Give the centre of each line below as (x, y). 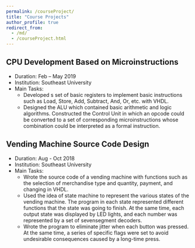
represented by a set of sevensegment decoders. (83, 220)
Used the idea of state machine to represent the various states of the (106, 195)
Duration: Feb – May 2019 (45, 76)
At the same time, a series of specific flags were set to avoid (96, 233)
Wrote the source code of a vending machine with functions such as (105, 177)
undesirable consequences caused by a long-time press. (92, 239)
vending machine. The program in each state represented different (103, 201)
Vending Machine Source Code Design (78, 144)
